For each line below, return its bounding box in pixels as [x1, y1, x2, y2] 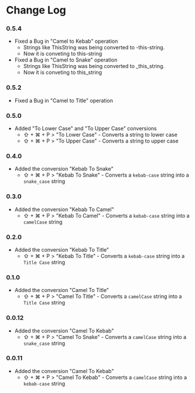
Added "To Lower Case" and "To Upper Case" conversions [14, 125, 157, 132]
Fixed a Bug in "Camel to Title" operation [14, 97, 113, 104]
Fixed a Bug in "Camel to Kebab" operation [14, 38, 118, 45]
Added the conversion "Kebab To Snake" [14, 165, 114, 172]
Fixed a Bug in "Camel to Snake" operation [14, 56, 118, 63]
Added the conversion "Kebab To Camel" [14, 206, 114, 213]
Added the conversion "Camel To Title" [14, 287, 110, 294]
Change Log [6, 4, 66, 17]
